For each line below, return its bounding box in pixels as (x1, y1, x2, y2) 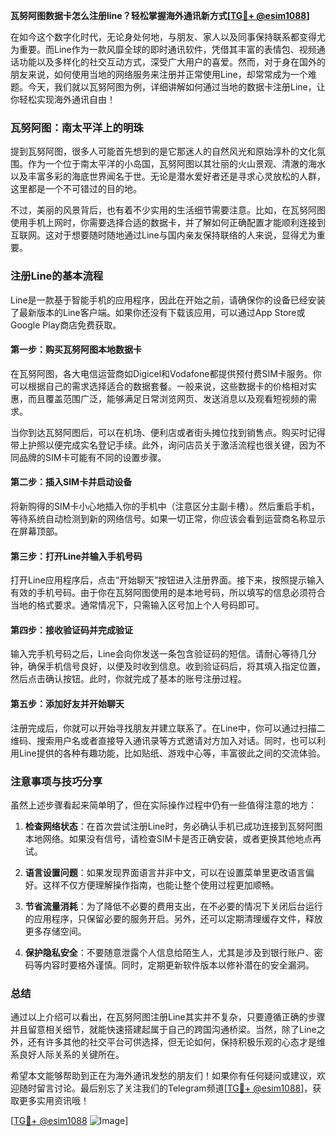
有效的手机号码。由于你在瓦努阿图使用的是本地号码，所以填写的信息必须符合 (10, 587, 326, 599)
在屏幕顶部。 (10, 525, 63, 537)
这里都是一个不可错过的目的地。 (10, 183, 142, 195)
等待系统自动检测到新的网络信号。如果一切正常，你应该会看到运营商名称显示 (10, 513, 326, 524)
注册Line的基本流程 (10, 269, 104, 283)
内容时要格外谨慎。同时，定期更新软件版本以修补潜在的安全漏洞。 (42, 959, 315, 971)
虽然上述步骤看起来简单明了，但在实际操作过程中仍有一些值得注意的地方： (10, 799, 317, 811)
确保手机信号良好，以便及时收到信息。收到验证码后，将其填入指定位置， (27, 660, 326, 673)
